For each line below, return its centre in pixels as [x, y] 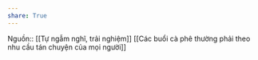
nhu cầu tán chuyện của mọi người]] [67, 47]
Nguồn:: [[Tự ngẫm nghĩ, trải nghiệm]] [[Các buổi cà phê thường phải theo [129, 38]
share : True [27, 16]
